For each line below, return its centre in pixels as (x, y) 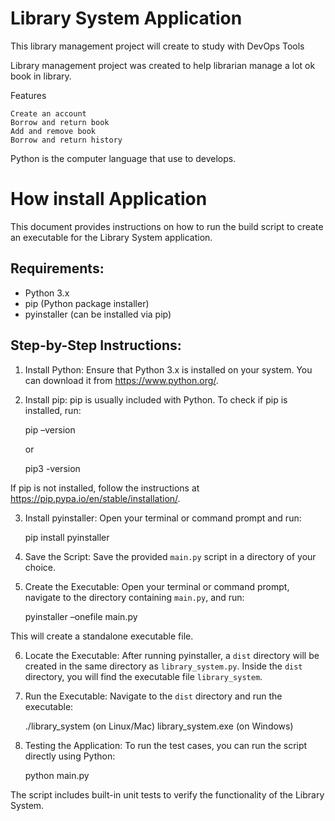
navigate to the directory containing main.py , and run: (134, 597)
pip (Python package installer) (87, 303)
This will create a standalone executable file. (102, 636)
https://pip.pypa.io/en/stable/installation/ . (95, 498)
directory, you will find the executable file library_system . (143, 676)
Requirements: (57, 268)
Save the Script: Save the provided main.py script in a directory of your (170, 556)
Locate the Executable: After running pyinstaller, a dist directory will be (172, 655)
